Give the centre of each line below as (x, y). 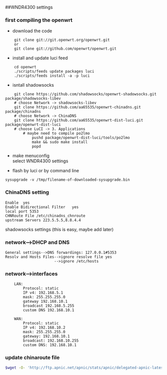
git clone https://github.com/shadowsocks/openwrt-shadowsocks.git (85, 94)
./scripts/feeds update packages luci (54, 72)
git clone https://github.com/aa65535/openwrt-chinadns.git (78, 107)
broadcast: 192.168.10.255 (51, 341)
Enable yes (17, 203)
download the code (32, 31)
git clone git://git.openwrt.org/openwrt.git (62, 40)
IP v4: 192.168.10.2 (44, 328)
